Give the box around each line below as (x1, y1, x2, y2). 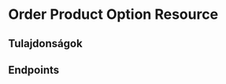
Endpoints (8, 63, 60, 76)
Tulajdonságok (8, 37, 83, 50)
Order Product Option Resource (8, 5, 219, 24)
